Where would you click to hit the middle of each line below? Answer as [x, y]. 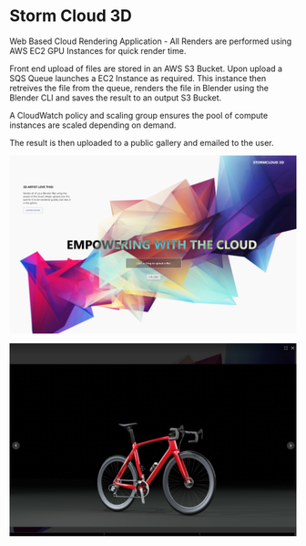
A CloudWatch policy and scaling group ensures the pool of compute [139, 115]
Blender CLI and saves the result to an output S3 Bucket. [116, 98]
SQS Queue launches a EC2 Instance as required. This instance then [138, 78]
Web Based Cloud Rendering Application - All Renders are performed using [151, 41]
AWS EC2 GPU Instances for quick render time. [98, 50]
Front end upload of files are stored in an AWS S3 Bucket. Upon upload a [146, 68]
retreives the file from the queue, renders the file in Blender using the [139, 88]
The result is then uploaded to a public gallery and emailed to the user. [142, 142]
